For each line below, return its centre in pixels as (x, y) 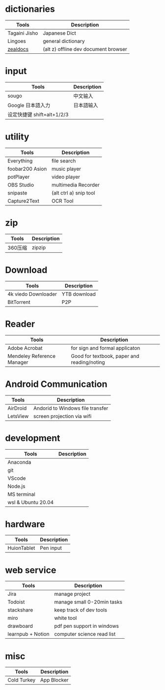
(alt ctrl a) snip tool (73, 192)
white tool (65, 618)
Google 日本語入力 (29, 105)
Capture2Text (23, 201)
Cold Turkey (22, 680)
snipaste (17, 192)
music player (66, 169)
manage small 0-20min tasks (88, 602)
